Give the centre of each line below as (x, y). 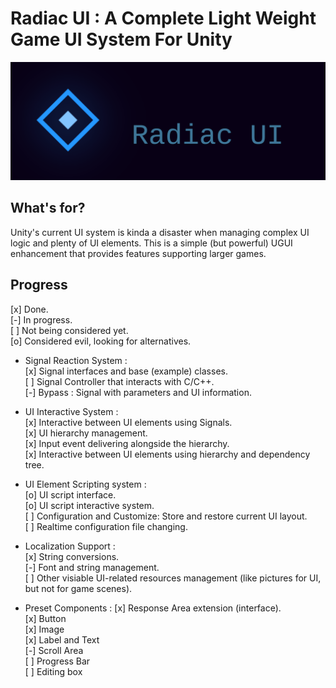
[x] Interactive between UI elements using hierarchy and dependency (167, 454)
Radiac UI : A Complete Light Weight (163, 18)
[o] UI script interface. (70, 494)
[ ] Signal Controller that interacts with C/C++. (119, 381)
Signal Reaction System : (76, 360)
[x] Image (44, 629)
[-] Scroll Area (54, 650)
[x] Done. (29, 309)
